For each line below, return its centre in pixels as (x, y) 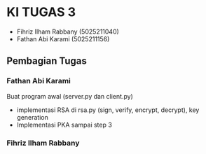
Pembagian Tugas (47, 61)
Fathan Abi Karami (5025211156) (63, 38)
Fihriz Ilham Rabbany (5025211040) (68, 31)
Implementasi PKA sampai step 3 (64, 125)
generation (32, 117)
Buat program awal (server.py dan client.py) (70, 96)
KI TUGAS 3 (41, 12)
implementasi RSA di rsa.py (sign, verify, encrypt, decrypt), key (108, 110)
